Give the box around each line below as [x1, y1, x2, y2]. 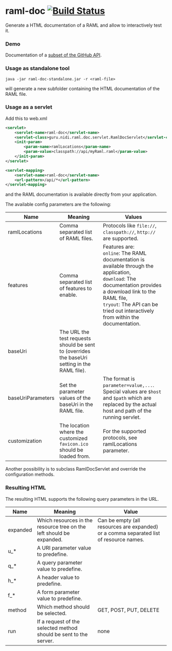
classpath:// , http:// [103, 229, 156, 236]
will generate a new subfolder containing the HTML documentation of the [5, 85, 160, 92]
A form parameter [37, 588, 80, 596]
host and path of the [103, 408, 152, 415]
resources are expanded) [97, 523, 159, 530]
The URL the [59, 329, 90, 336]
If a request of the [37, 618, 80, 625]
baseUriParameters [8, 395, 55, 402]
